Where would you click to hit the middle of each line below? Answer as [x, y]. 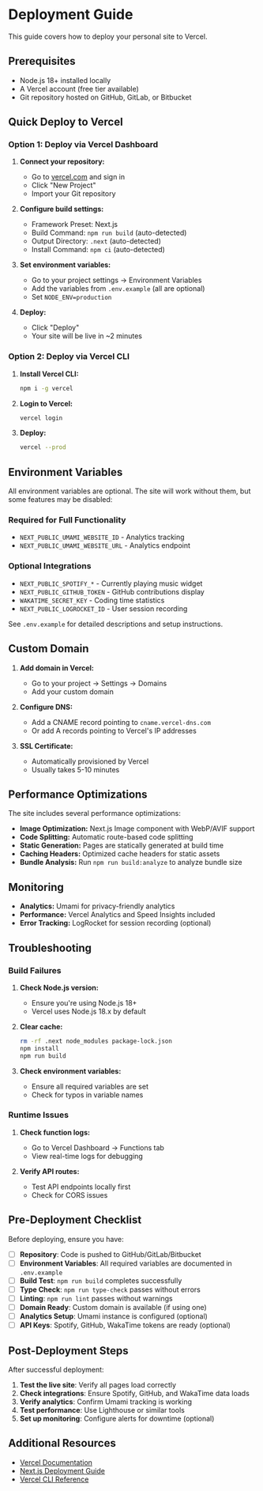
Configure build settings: [62, 209]
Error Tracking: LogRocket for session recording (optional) [115, 923]
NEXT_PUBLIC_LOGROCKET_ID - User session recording [103, 608]
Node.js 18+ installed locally [65, 80]
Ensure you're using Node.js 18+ [84, 1002]
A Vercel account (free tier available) [79, 89]
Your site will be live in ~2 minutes [87, 336]
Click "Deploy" [55, 328]
